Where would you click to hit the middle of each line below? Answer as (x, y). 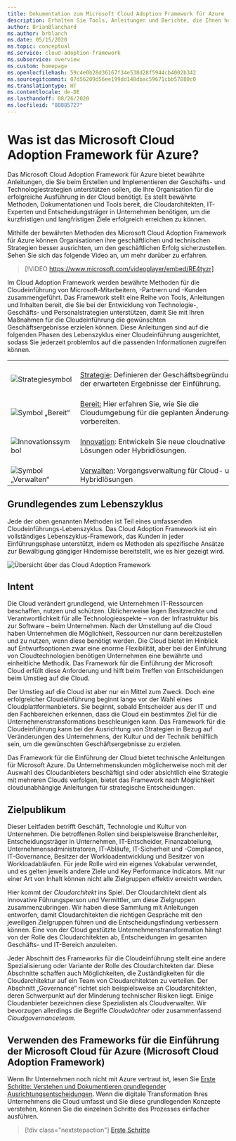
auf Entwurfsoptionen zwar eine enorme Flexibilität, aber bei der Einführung (117, 648)
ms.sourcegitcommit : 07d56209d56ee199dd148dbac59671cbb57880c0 (102, 79)
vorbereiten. (100, 421)
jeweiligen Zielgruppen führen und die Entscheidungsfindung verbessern (113, 922)
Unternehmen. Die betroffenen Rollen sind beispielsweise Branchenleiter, (113, 834)
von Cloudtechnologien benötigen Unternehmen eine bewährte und (105, 656)
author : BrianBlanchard (42, 27)
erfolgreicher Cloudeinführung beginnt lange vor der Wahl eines (100, 699)
